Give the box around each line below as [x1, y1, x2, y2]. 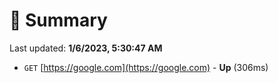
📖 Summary [9, 9, 108, 32]
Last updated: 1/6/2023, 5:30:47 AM [9, 42, 163, 54]
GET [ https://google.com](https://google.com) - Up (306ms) [23, 61, 269, 73]
